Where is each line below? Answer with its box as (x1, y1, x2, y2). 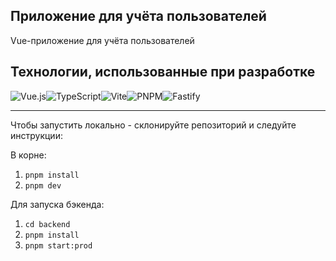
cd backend (24, 219, 71, 229)
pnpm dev (24, 180, 62, 191)
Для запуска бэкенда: (10, 198, 105, 210)
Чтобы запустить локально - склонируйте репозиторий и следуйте (10, 119, 297, 131)
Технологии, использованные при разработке (10, 64, 316, 81)
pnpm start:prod (24, 240, 93, 251)
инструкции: (10, 129, 63, 141)
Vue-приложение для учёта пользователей (10, 34, 195, 46)
